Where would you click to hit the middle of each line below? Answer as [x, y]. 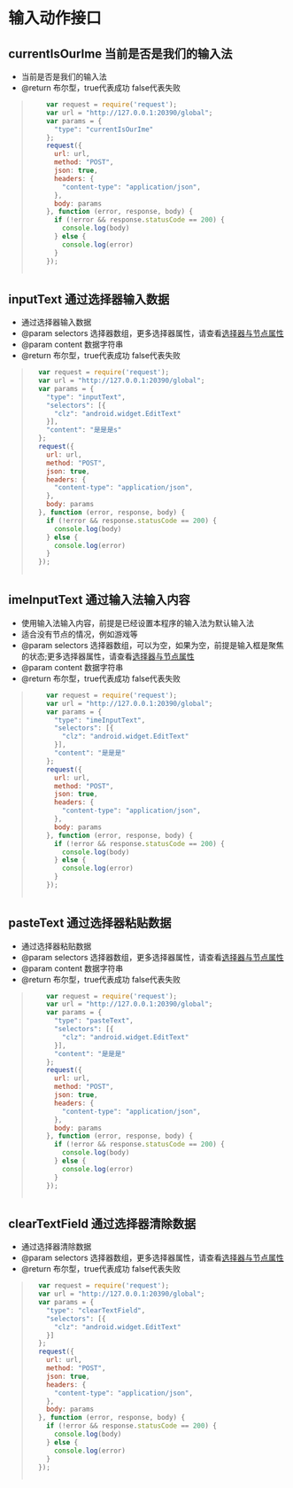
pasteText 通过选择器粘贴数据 [90, 923]
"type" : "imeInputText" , [100, 720]
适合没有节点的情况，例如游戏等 [79, 634]
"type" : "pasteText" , [93, 1021]
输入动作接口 [55, 18]
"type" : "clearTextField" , [96, 1310]
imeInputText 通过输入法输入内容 [100, 600]
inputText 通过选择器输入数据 [89, 299]
